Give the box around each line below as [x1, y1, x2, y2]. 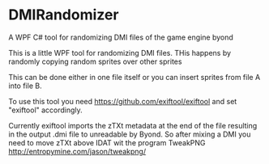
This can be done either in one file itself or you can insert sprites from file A [8, 72, 261, 82]
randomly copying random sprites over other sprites [8, 57, 182, 66]
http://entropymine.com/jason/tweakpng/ [8, 146, 147, 156]
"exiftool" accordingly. [8, 105, 83, 115]
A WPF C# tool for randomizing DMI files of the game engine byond [8, 32, 233, 42]
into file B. [8, 81, 42, 90]
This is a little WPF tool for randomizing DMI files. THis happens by [8, 48, 232, 57]
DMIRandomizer [8, 6, 119, 24]
